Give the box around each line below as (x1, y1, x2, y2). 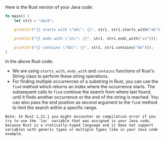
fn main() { (5, 14, 30, 19)
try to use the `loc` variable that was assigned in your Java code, (5, 118, 152, 124)
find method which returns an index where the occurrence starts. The (12, 84, 156, 90)
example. (5, 132, 23, 137)
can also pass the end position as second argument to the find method (12, 100, 157, 106)
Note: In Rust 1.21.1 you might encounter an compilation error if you (5, 114, 156, 119)
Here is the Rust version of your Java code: (5, 4, 93, 10)
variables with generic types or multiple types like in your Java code (5, 127, 158, 132)
